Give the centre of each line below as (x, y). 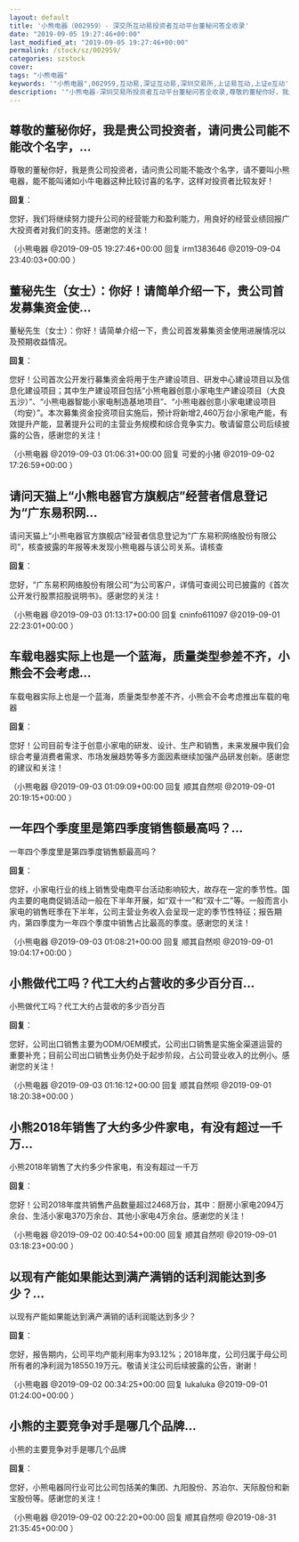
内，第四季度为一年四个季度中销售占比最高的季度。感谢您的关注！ (130, 923)
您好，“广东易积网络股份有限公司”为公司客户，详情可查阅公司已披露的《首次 (149, 585)
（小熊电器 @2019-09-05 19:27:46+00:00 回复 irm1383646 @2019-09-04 (145, 249)
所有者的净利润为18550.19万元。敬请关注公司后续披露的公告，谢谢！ (134, 1365)
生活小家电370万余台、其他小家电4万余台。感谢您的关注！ (140, 1216)
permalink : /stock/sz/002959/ (65, 51)
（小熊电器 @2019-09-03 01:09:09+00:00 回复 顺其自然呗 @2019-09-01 (142, 786)
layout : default (39, 17)
